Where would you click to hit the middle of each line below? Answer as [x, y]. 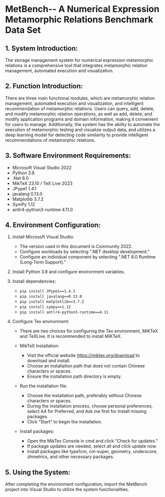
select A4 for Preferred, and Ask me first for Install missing [87, 412]
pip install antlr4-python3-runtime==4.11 [64, 312]
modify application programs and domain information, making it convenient [82, 119]
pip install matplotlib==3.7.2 [52, 302]
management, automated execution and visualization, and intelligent [74, 103]
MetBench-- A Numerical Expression [82, 9]
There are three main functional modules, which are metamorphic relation [80, 98]
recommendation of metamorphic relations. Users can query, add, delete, [80, 108]
